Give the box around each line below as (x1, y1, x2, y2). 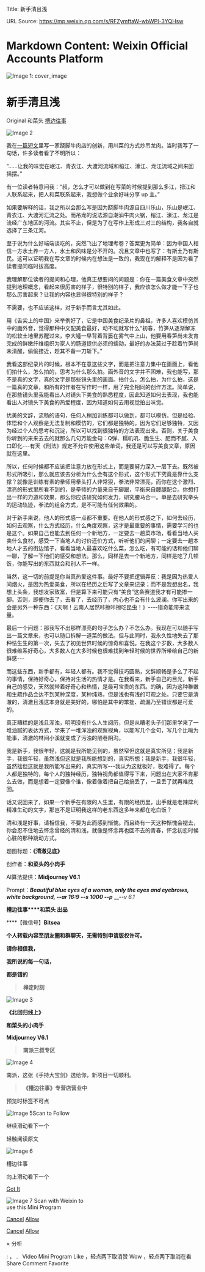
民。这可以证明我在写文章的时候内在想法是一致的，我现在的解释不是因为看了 (6, 254, 199, 262)
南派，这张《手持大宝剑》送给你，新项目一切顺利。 (6, 1071, 135, 1078)
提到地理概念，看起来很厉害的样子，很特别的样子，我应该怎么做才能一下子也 (6, 283, 199, 290)
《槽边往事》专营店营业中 (23, 1084, 87, 1092)
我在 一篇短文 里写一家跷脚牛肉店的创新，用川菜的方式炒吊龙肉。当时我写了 (6, 141, 193, 149)
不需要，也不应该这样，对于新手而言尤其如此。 (6, 303, 124, 311)
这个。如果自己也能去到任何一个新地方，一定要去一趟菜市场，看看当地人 (11, 529, 193, 536)
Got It (6, 1185, 20, 1192)
